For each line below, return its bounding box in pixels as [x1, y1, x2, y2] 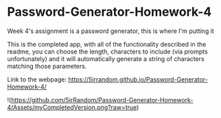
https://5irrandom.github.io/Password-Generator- [68, 75, 208, 83]
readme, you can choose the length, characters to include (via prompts [7, 47, 208, 56]
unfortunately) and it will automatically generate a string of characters [7, 54, 205, 62]
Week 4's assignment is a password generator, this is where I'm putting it [7, 27, 214, 35]
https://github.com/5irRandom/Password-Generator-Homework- [11, 95, 194, 104]
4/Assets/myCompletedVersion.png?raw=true [7, 103, 137, 111]
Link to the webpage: [7, 75, 67, 83]
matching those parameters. [7, 62, 87, 70]
